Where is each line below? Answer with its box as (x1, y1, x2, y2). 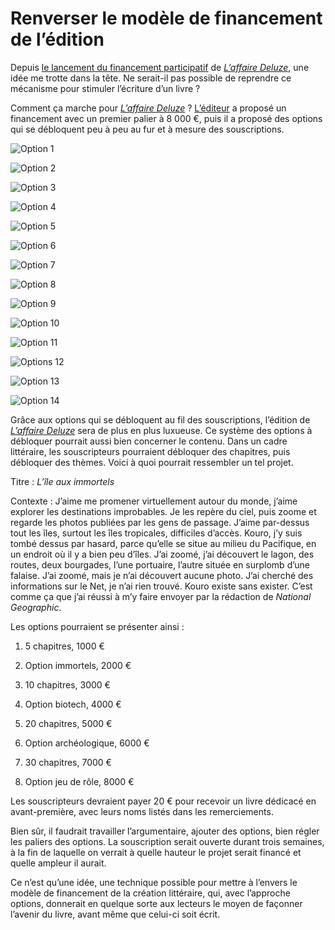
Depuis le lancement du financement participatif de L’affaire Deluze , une (10, 61, 310, 73)
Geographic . (10, 601, 62, 613)
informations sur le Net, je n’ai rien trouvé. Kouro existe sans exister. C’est (10, 580, 313, 592)
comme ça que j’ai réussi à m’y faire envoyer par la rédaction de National (10, 590, 312, 602)
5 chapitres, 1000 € (24, 640, 105, 652)
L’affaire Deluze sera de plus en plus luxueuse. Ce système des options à (10, 424, 313, 436)
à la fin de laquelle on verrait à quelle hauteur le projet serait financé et (10, 846, 302, 858)
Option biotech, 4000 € (24, 698, 122, 710)
